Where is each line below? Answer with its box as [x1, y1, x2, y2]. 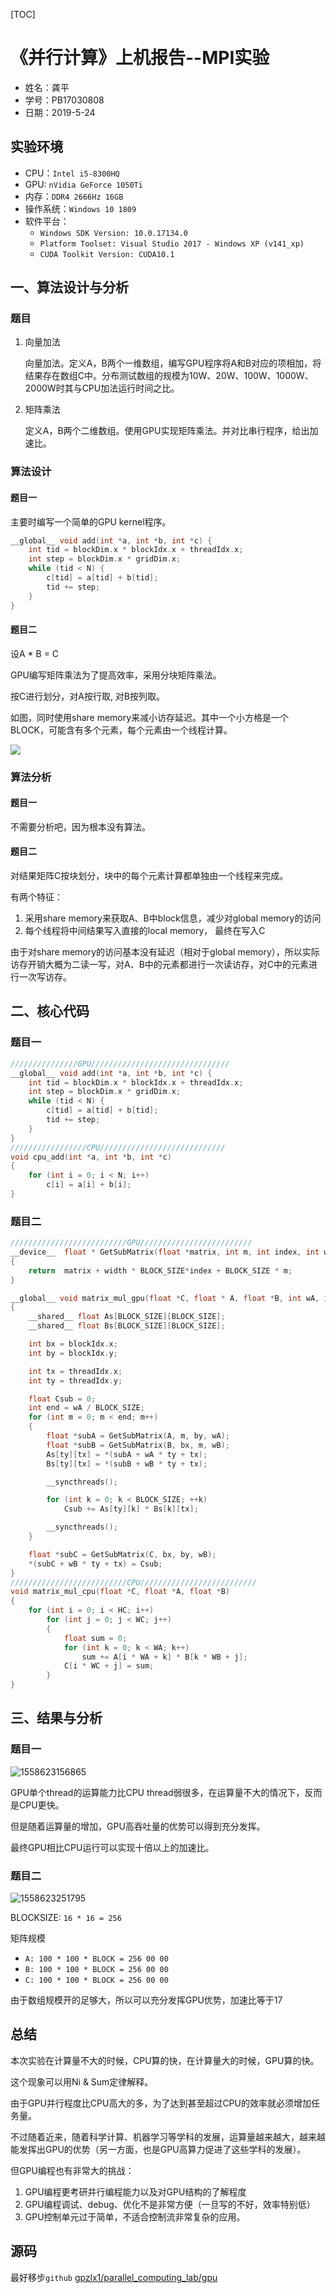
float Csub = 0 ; [28, 1394, 97, 1404]
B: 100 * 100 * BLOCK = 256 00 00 [24, 1965, 169, 1975]
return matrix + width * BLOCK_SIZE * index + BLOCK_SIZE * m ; [28, 1265, 293, 1276]
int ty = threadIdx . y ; [28, 1375, 123, 1386]
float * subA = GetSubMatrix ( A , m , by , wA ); [46, 1431, 230, 1441]
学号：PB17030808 [24, 94, 105, 106]
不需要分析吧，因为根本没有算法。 [10, 820, 151, 833]
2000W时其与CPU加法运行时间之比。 [24, 382, 180, 394]
